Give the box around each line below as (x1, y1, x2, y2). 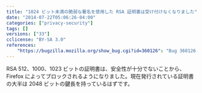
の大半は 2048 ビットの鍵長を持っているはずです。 (6, 80, 133, 87)
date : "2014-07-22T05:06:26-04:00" (6, 14, 96, 20)
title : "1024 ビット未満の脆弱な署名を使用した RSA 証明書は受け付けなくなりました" (6, 8, 198, 15)
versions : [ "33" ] (6, 31, 50, 37)
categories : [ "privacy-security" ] (6, 20, 94, 26)
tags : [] (6, 25, 28, 32)
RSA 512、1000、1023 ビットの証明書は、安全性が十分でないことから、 (6, 65, 185, 72)
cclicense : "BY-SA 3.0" (6, 37, 67, 43)
